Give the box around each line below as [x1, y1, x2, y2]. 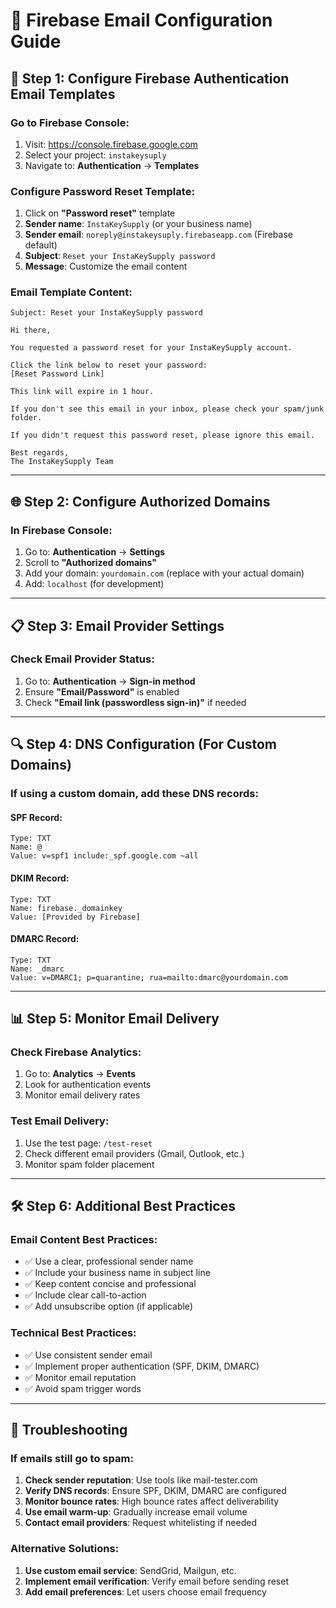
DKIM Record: [10, 872, 70, 884]
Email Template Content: [10, 285, 133, 299]
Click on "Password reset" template [24, 207, 176, 219]
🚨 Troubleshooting [10, 1422, 128, 1439]
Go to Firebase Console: [10, 115, 130, 129]
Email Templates [10, 85, 116, 103]
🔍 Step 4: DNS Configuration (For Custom [10, 736, 278, 753]
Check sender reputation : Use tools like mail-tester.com [24, 1474, 258, 1486]
